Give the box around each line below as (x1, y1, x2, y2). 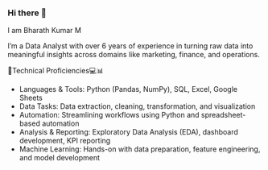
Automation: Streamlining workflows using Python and (19, 110, 200, 120)
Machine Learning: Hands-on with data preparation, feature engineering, (19, 144, 261, 154)
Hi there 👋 (7, 7, 47, 19)
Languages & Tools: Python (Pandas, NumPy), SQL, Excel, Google (19, 85, 238, 94)
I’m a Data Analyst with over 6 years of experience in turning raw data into (7, 41, 254, 51)
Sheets (19, 93, 43, 103)
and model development (19, 153, 101, 163)
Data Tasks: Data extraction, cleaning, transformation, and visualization (19, 102, 256, 111)
